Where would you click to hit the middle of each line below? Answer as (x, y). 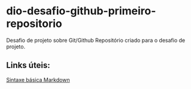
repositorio (34, 24)
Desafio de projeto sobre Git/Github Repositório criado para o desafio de (96, 40)
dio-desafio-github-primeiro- (81, 11)
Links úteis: (28, 65)
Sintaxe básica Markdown (38, 79)
